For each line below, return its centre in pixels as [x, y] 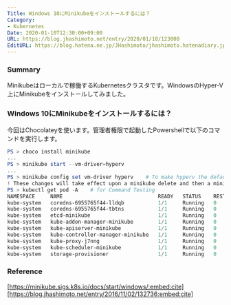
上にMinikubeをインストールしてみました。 [68, 94]
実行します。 [43, 138]
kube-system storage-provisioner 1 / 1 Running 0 [112, 254]
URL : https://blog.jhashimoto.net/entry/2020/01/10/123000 [93, 39]
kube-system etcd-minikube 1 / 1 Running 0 [112, 215]
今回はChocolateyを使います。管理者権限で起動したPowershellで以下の [108, 130]
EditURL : [20, 45]
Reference [25, 271]
